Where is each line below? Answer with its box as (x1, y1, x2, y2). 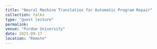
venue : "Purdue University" (5, 27, 66, 32)
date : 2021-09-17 (5, 31, 43, 36)
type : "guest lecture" (5, 17, 54, 22)
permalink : (5, 21, 29, 27)
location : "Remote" (5, 36, 47, 41)
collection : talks (5, 12, 45, 17)
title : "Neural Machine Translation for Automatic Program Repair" (5, 7, 153, 13)
